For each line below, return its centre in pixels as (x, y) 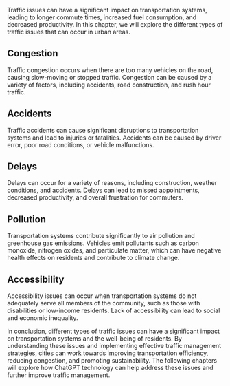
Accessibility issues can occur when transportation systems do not (102, 296)
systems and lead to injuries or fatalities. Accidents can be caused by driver (114, 138)
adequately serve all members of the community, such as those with (104, 303)
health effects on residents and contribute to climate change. (93, 258)
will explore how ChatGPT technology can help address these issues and (111, 368)
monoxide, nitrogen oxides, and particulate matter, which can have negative (114, 250)
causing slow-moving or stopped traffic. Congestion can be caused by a (110, 77)
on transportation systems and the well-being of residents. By (94, 339)
